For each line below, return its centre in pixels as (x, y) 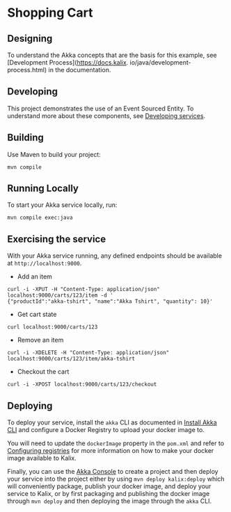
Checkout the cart (43, 372)
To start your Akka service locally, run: (62, 205)
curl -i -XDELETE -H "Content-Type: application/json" (88, 353)
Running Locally (43, 189)
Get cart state (37, 315)
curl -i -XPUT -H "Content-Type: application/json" (83, 290)
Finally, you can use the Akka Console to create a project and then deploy (113, 472)
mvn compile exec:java (40, 218)
